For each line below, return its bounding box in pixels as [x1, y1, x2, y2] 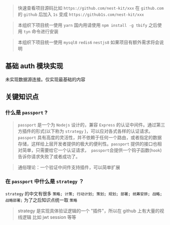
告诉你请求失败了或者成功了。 [17, 153, 80, 159]
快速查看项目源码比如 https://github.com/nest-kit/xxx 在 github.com [17, 5, 164, 11]
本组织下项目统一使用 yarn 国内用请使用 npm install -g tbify [17, 22, 148, 28]
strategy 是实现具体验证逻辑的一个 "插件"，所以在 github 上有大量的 [17, 208, 160, 214]
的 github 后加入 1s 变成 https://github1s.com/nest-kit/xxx [17, 11, 145, 17]
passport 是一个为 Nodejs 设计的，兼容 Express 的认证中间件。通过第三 [17, 121, 165, 127]
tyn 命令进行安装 [23, 28, 59, 35]
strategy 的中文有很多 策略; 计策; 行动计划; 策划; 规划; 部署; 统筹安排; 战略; [5, 190, 162, 197]
